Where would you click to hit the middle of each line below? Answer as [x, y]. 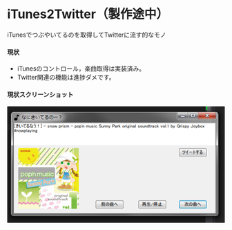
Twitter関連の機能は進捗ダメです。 [66, 78]
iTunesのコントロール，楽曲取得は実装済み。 [81, 69]
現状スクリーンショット [40, 94]
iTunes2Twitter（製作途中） [88, 14]
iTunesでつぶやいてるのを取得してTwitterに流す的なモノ [87, 35]
